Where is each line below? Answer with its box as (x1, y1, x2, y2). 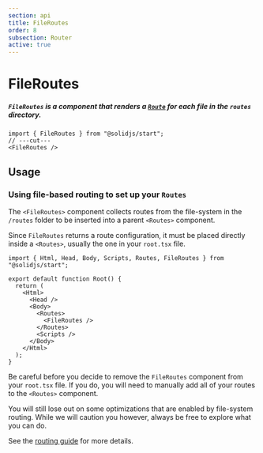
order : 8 (8, 26, 37, 34)
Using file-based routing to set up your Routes (8, 189, 187, 200)
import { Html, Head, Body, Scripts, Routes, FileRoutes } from (8, 254, 224, 262)
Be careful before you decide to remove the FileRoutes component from (8, 372, 243, 381)
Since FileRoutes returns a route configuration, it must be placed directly (8, 230, 246, 240)
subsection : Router (8, 33, 73, 42)
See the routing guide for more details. (8, 436, 134, 445)
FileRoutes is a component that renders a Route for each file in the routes (8, 101, 251, 111)
